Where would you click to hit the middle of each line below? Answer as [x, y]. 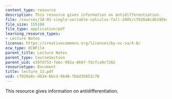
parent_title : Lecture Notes [36, 53]
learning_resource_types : [33, 34]
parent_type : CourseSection [35, 57]
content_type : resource [31, 10]
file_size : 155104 [25, 24]
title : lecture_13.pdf [29, 72]
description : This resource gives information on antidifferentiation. [83, 15]
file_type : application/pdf [35, 29]
